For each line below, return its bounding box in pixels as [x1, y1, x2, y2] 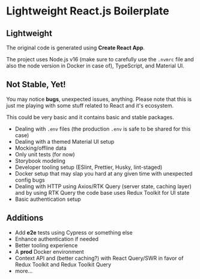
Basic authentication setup [14, 195, 81, 203]
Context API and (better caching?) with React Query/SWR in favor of [14, 254, 184, 262]
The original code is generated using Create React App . [6, 44, 145, 51]
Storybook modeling [14, 157, 66, 164]
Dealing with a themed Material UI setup [14, 138, 115, 145]
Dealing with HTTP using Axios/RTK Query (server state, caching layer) [14, 182, 192, 190]
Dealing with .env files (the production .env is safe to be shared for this [14, 125, 191, 132]
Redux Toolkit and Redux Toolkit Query [14, 260, 112, 268]
